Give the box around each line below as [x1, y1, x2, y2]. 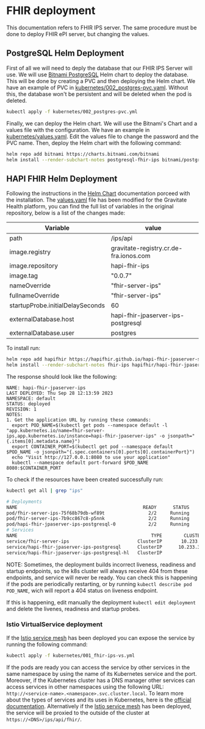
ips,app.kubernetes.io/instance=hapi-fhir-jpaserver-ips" [6, 433, 157, 439]
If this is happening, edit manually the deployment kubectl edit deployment [6, 598, 196, 606]
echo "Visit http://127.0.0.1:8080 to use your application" [12, 454, 171, 460]
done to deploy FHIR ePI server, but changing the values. [6, 30, 149, 37]
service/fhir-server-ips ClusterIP [6, 538, 163, 544]
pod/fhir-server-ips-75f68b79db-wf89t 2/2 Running [6, 510, 190, 516]
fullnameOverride [9, 291, 60, 300]
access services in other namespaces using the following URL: [6, 683, 164, 691]
